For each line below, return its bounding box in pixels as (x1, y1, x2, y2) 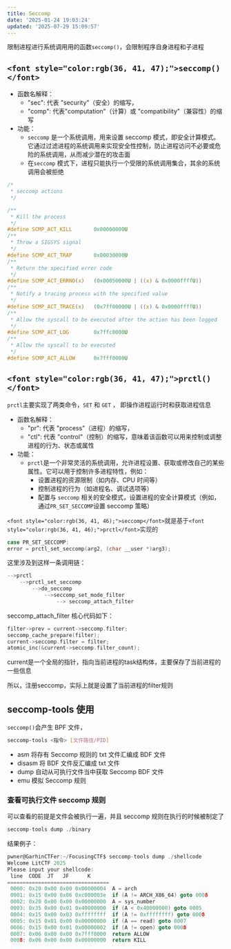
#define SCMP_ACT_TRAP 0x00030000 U (7, 252, 128, 259)
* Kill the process (10, 213, 67, 220)
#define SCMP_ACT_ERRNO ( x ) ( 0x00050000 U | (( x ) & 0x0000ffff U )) (7, 277, 202, 284)
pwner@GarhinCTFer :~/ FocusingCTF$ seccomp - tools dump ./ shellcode (7, 854, 202, 860)
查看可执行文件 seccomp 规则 (7, 795, 106, 804)
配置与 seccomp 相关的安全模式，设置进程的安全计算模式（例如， (37, 492, 221, 501)
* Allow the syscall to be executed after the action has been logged (10, 316, 217, 323)
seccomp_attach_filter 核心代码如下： (7, 611, 114, 620)
